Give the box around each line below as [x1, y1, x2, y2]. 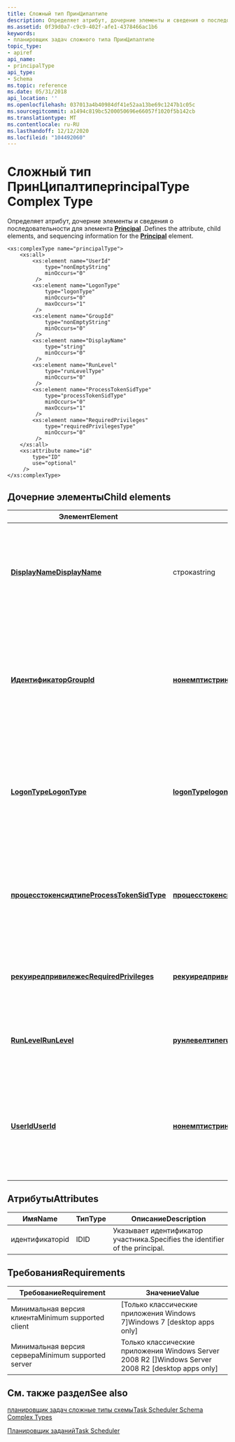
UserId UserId [10, 1121, 57, 1130]
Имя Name [22, 1214, 58, 1224]
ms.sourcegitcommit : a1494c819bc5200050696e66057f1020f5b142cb [7, 108, 196, 115]
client [10, 1321, 29, 1331]
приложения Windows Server [120, 1345, 220, 1355]
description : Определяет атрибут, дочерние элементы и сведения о [7, 17, 205, 24]
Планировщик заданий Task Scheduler [7, 1427, 120, 1435]
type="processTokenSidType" [44, 393, 127, 400]
